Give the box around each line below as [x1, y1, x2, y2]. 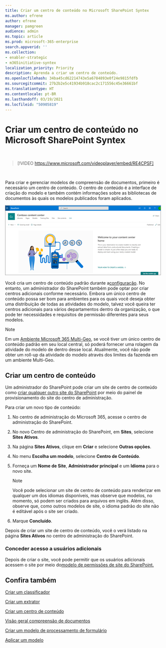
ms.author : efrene [5, 13, 43, 18]
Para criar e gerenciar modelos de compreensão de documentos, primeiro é [5, 180, 160, 186]
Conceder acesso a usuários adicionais [5, 545, 102, 552]
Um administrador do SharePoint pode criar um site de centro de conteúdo [5, 384, 157, 391]
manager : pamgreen [5, 24, 43, 29]
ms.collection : [5, 50, 37, 54]
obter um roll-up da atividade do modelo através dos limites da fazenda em [5, 351, 158, 357]
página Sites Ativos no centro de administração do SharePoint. [5, 533, 134, 539]
